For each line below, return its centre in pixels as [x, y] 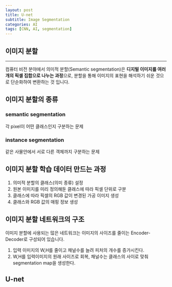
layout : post [19, 10]
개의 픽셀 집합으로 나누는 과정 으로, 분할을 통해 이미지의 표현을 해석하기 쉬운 [80, 75]
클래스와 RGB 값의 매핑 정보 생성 [45, 202]
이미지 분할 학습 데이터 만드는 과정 [56, 169]
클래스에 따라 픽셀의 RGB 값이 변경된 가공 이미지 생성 [66, 195]
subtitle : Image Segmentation [38, 19]
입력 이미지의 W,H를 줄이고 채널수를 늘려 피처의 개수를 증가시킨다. [78, 250]
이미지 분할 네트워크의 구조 [45, 220]
